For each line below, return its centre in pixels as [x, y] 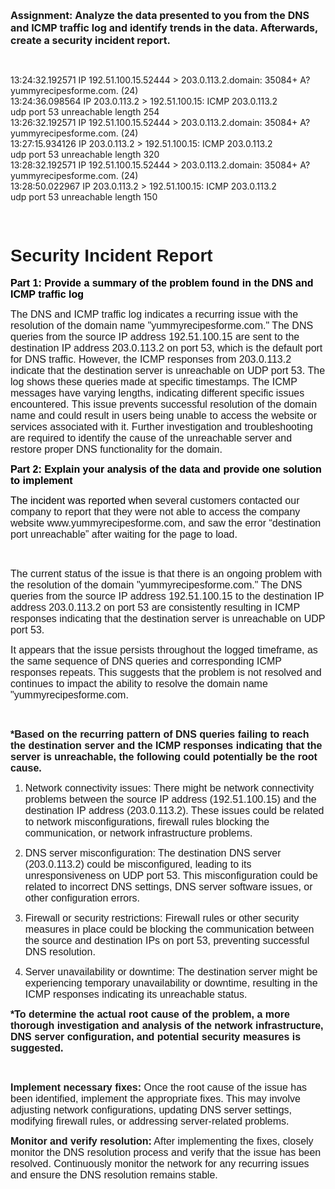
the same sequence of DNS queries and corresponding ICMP [146, 661]
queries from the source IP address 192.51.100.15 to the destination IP [167, 596]
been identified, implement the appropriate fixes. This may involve [155, 1098]
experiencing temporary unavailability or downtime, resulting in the [171, 983]
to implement [41, 480]
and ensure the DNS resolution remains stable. [114, 1175]
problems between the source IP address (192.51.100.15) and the [170, 799]
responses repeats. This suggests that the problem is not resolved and [166, 672]
